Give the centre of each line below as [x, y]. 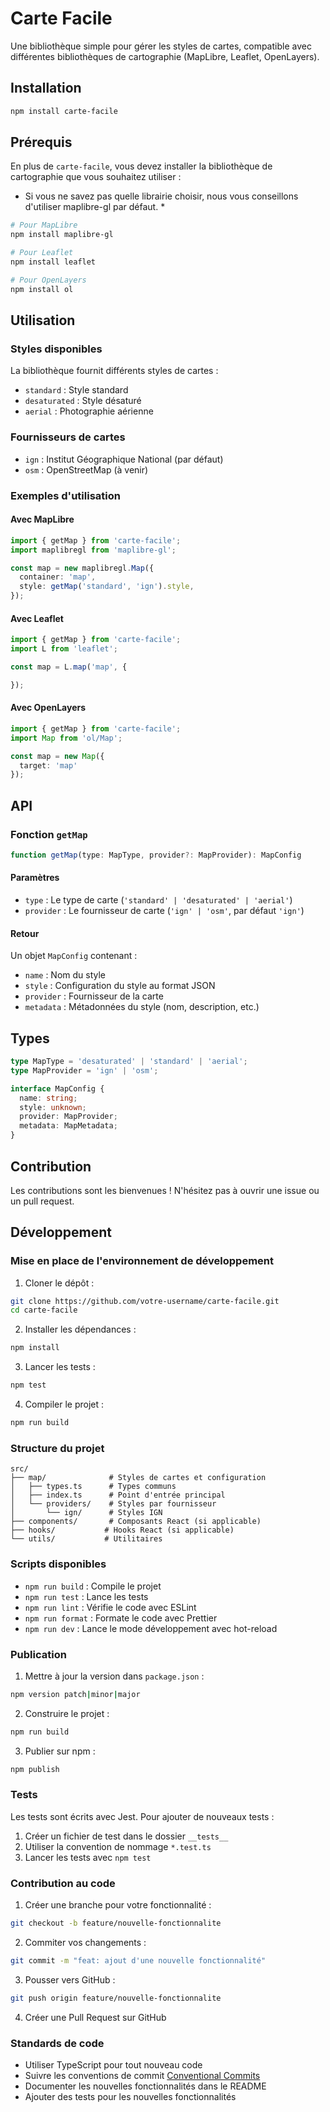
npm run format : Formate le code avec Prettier [121, 1618]
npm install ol [42, 289]
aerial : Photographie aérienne [89, 411]
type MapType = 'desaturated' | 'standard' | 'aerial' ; [129, 1062]
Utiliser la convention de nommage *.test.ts [118, 1846]
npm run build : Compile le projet [93, 1586]
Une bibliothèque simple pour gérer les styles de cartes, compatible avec [161, 46]
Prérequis [41, 142]
